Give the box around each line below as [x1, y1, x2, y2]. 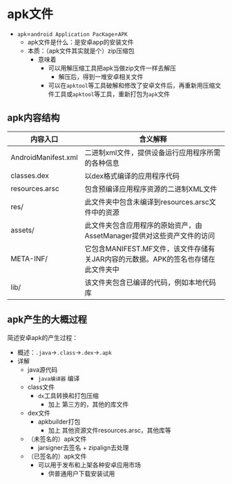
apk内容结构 [7, 112, 60, 124]
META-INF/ [10, 253, 48, 263]
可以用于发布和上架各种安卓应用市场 [37, 460, 142, 469]
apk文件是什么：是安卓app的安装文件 [27, 37, 134, 46]
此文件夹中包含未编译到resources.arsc [84, 197, 209, 206]
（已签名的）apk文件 [27, 451, 87, 460]
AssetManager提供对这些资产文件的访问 [84, 231, 215, 240]
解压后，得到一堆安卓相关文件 [58, 72, 144, 80]
